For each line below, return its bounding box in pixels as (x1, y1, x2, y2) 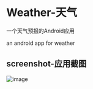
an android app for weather (6, 39, 75, 47)
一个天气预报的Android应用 (6, 27, 75, 34)
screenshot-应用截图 (6, 59, 87, 69)
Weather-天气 (6, 6, 78, 20)
